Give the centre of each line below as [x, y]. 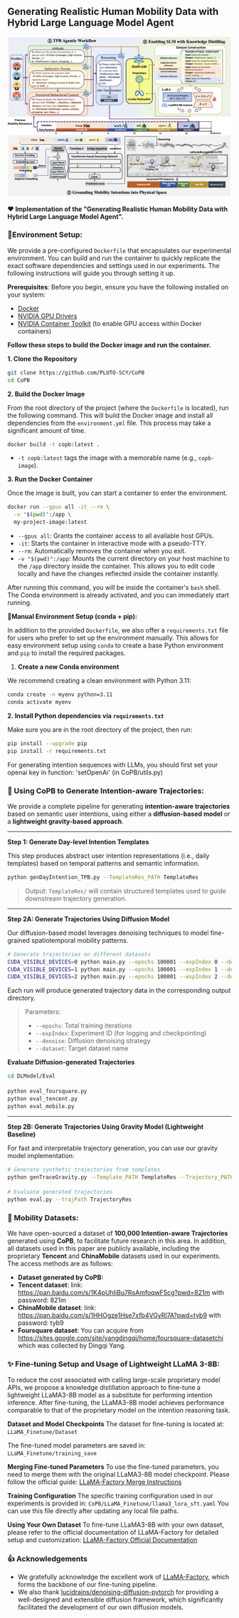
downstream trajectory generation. [75, 898]
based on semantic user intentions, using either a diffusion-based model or [119, 814]
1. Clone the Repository [42, 359]
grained [19, 940]
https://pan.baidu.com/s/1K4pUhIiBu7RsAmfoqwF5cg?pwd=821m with [121, 1293]
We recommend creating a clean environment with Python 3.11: [99, 681]
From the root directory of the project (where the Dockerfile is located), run [118, 408]
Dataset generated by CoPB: [60, 1277]
